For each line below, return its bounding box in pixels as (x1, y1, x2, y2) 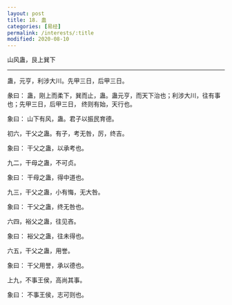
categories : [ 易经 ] (7, 23, 61, 30)
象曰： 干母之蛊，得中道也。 (7, 173, 88, 181)
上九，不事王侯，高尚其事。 (7, 276, 86, 284)
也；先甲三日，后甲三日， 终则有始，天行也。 (7, 100, 136, 108)
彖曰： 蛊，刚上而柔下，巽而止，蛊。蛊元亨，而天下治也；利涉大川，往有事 (7, 91, 221, 100)
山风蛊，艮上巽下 (7, 56, 56, 64)
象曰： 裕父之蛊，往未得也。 (7, 232, 88, 240)
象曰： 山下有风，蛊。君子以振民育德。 (7, 115, 118, 123)
